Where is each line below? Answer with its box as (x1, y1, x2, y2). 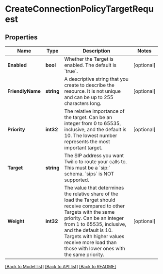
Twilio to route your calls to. (64, 158, 127, 165)
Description (82, 48, 111, 54)
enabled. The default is (64, 62, 116, 68)
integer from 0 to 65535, (64, 120, 121, 127)
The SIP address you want (64, 152, 124, 159)
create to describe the (64, 82, 115, 88)
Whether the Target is (64, 56, 114, 62)
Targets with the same (64, 209, 115, 215)
